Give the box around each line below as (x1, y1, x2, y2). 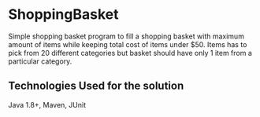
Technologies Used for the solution (8, 79, 184, 93)
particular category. (8, 57, 72, 66)
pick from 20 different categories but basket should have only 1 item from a (8, 48, 252, 57)
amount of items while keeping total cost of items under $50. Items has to (8, 39, 247, 49)
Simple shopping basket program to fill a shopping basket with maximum (8, 31, 244, 41)
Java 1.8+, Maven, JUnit (8, 100, 87, 109)
